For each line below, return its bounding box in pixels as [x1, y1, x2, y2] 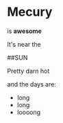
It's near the [7, 40, 41, 48]
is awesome [7, 27, 42, 35]
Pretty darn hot [7, 67, 50, 75]
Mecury [7, 4, 53, 20]
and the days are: [7, 80, 57, 88]
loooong [16, 108, 41, 116]
